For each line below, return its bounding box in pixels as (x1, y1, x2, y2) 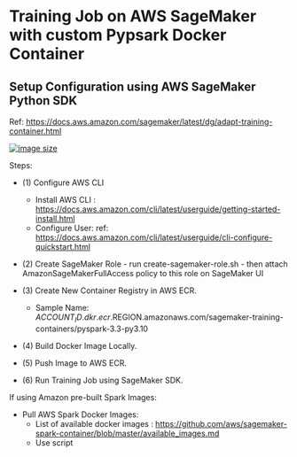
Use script (35, 437, 74, 448)
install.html (35, 213, 75, 223)
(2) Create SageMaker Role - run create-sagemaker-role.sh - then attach (21, 259, 288, 269)
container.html (9, 126, 62, 136)
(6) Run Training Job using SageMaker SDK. (21, 375, 184, 385)
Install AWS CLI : (35, 195, 96, 205)
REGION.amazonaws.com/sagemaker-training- (112, 312, 284, 322)
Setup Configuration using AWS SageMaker (9, 79, 256, 94)
